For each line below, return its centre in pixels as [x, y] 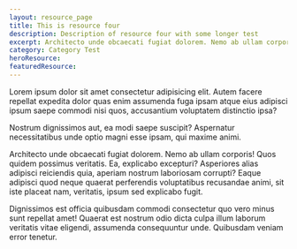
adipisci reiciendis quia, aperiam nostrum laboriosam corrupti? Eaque [135, 172]
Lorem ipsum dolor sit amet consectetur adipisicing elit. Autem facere [136, 91]
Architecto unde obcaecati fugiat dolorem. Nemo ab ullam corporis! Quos [143, 154]
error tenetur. [33, 237]
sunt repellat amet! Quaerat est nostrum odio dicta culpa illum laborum [137, 218]
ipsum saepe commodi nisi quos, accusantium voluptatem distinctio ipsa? [143, 110]
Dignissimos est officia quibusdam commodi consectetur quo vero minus [142, 208]
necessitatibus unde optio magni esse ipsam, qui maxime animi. [125, 137]
